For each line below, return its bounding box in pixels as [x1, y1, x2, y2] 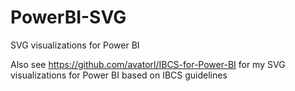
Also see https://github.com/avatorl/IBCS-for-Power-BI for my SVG [10, 58, 286, 70]
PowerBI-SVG [10, 6, 127, 29]
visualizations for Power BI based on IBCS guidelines [10, 69, 228, 81]
